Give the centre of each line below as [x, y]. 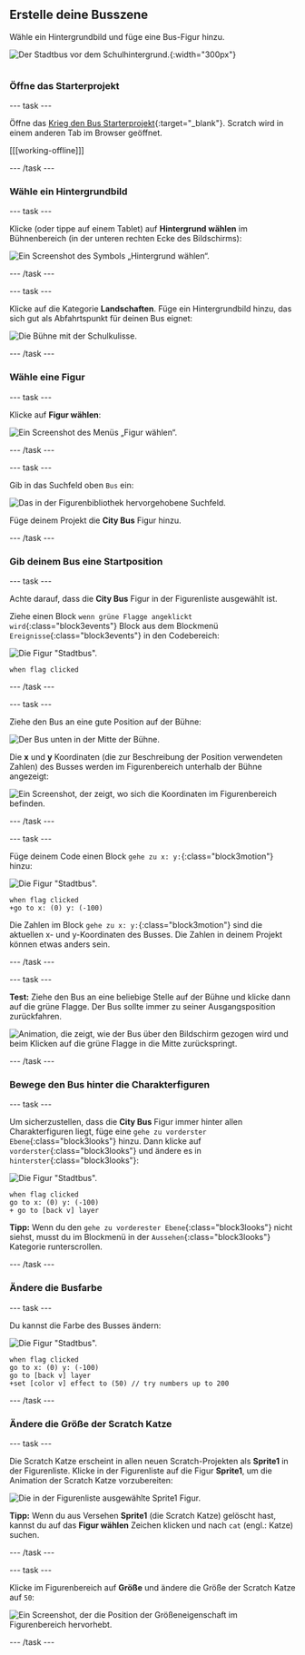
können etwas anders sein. [60, 944]
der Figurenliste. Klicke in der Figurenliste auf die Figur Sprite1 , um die [141, 1471]
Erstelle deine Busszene [79, 15]
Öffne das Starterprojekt [64, 85]
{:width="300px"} [203, 54]
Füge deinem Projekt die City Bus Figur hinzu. [95, 520]
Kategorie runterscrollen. [56, 1246]
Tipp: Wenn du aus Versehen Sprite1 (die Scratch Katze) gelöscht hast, [143, 1515]
